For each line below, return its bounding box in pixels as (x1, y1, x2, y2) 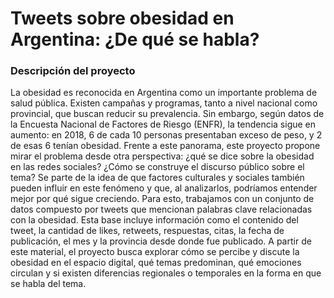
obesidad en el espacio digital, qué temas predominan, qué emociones (10, 257, 302, 269)
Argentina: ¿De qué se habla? (10, 28, 260, 51)
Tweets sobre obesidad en (10, 7, 235, 30)
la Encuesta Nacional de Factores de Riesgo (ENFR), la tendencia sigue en (10, 118, 317, 131)
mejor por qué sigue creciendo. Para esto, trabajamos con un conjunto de (10, 193, 315, 205)
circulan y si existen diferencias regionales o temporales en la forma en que (10, 267, 322, 279)
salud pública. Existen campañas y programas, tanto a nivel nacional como (10, 97, 318, 109)
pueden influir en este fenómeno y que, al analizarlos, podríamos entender (10, 182, 318, 194)
